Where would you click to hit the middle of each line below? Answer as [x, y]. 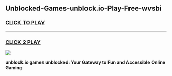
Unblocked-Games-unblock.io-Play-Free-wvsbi [83, 8]
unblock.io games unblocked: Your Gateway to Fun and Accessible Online [85, 62]
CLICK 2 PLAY [23, 42]
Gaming [14, 67]
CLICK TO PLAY [25, 23]
